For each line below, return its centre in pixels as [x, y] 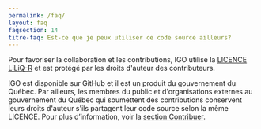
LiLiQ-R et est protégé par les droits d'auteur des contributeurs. [112, 68]
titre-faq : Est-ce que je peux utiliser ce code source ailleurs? [120, 37]
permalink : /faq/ [37, 15]
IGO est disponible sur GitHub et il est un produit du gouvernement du [122, 83]
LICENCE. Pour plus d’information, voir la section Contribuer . [107, 117]
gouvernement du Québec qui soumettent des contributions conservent [125, 100]
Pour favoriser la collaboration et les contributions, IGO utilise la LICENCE [128, 60]
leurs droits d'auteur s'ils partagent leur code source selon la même [119, 109]
